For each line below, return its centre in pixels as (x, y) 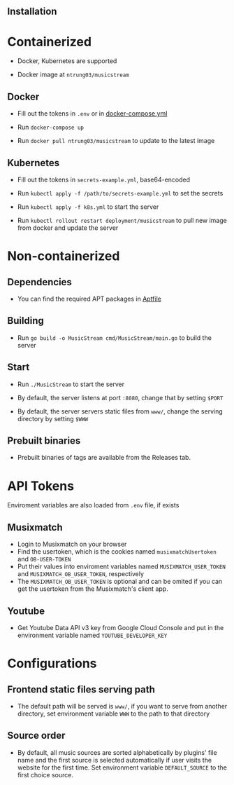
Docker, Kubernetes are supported (67, 61)
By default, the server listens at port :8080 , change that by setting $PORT (120, 397)
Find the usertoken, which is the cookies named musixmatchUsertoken (117, 552)
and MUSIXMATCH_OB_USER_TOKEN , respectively (81, 574)
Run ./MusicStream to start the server (71, 384)
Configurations (52, 663)
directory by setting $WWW (53, 418)
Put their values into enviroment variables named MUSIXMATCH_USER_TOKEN (121, 566)
